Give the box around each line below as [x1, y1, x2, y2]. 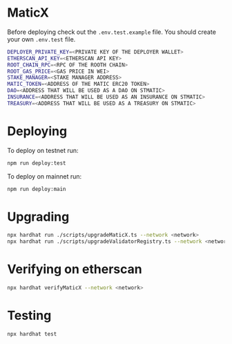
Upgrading [7, 209, 70, 224]
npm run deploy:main [7, 185, 67, 192]
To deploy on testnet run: [7, 146, 79, 154]
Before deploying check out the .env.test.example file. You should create [7, 28, 216, 36]
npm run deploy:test [7, 159, 67, 167]
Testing [7, 308, 52, 323]
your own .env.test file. [7, 35, 76, 43]
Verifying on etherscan [7, 262, 143, 278]
